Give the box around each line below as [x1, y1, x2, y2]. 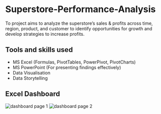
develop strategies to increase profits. [5, 31, 85, 37]
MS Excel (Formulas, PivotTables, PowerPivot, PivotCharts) [12, 59, 136, 65]
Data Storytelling [12, 75, 48, 81]
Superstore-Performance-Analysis [5, 4, 156, 15]
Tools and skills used [5, 45, 73, 54]
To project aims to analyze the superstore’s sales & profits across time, [5, 20, 153, 26]
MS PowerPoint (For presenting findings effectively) [12, 64, 121, 70]
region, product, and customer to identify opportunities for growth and [5, 25, 152, 31]
